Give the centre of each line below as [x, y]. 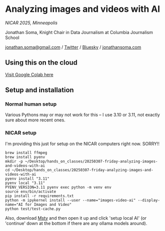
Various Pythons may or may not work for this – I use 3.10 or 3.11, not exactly [82, 115]
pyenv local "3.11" [25, 183]
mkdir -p [14, 161]
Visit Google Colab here [29, 75]
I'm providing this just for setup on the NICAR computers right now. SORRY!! [82, 144]
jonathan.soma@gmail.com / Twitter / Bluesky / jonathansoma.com [73, 47]
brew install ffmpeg [26, 153]
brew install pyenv [25, 157]
